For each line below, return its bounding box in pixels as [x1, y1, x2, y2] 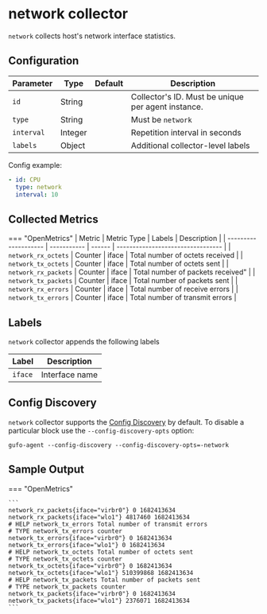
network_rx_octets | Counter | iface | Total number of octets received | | [8, 251, 244, 260]
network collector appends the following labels [8, 337, 161, 346]
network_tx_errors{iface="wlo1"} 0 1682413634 [8, 541, 165, 549]
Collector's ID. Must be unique [130, 91, 244, 102]
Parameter [12, 77, 53, 88]
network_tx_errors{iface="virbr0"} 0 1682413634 [8, 534, 172, 542]
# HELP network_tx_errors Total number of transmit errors [8, 520, 208, 528]
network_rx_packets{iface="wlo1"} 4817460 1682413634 [8, 513, 191, 521]
